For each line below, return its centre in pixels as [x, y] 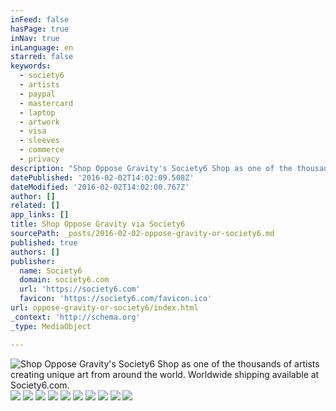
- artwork [39, 122]
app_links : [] [40, 215]
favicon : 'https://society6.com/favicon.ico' [116, 299]
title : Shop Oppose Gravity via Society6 [98, 224]
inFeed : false [40, 19]
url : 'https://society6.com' [80, 289]
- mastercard [46, 103]
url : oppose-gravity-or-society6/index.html [104, 308]
